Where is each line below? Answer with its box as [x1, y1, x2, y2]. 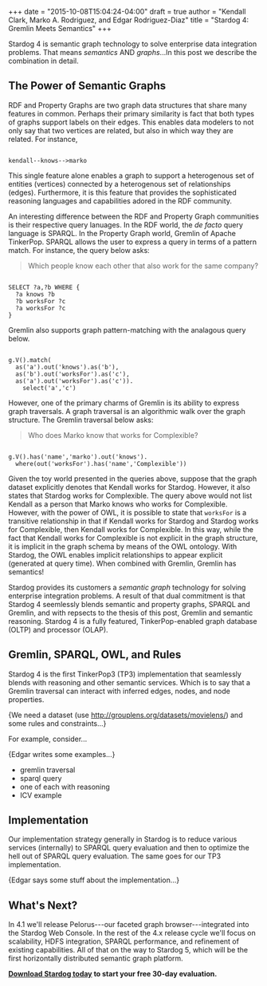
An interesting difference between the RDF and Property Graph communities [8, 211, 259, 221]
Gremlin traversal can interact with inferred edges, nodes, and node [8, 686, 231, 696]
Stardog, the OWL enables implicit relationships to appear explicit [8, 550, 223, 559]
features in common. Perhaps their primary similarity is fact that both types [8, 108, 255, 118]
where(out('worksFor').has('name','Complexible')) [15, 459, 187, 467]
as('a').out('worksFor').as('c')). [15, 377, 134, 385]
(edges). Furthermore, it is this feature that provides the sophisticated [8, 187, 237, 197]
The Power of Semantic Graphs [8, 79, 167, 93]
